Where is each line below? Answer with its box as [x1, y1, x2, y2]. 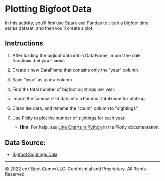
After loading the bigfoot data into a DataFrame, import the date [12, 52, 141, 58]
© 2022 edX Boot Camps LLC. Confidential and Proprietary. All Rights [5, 166, 146, 172]
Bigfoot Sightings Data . [12, 151, 59, 157]
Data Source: [5, 139, 46, 147]
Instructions [5, 39, 43, 48]
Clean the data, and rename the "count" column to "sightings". [12, 105, 139, 111]
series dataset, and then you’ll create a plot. [5, 25, 94, 30]
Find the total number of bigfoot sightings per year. [12, 86, 115, 92]
